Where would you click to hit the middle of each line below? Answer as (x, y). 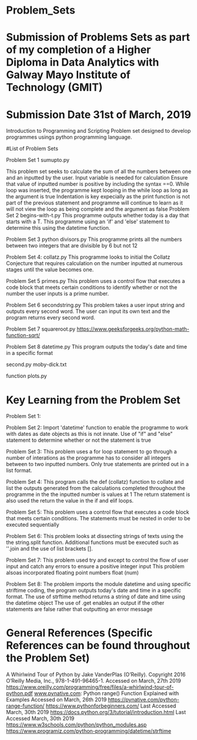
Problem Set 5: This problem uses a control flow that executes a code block (98, 512)
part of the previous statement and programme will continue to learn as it (95, 203)
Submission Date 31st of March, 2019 (99, 114)
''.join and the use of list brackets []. (49, 549)
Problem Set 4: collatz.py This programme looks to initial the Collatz (88, 257)
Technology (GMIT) (54, 88)
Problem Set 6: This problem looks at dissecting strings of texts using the (95, 536)
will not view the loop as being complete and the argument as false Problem (98, 209)
